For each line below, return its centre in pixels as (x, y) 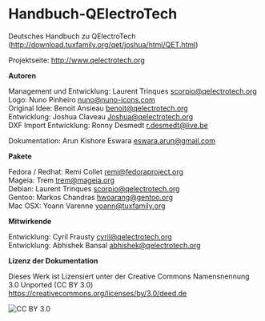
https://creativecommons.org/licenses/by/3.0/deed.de (98, 293)
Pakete (20, 156)
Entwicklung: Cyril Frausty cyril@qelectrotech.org (90, 236)
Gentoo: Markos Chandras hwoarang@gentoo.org (91, 197)
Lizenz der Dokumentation (53, 260)
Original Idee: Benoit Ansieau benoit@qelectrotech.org (98, 108)
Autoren (22, 75)
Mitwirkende (30, 221)
